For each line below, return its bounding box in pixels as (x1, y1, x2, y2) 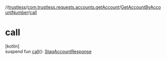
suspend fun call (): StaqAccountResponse (5, 48, 92, 54)
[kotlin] (5, 43, 20, 49)
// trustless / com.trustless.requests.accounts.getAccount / (5, 4, 121, 10)
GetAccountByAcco (121, 4, 161, 10)
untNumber (5, 9, 28, 15)
